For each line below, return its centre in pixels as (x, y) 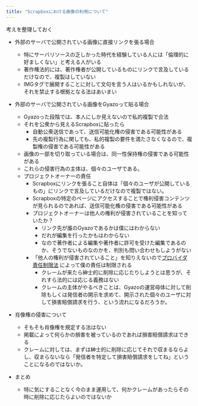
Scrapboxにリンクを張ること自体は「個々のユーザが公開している (111, 183)
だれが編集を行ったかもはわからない (85, 235)
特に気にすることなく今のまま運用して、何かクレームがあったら (101, 389)
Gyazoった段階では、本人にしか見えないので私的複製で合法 (96, 117)
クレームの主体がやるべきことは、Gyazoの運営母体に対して (113, 287)
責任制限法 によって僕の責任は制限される (82, 265)
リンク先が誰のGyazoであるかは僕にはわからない (101, 228)
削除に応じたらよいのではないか (73, 397)
